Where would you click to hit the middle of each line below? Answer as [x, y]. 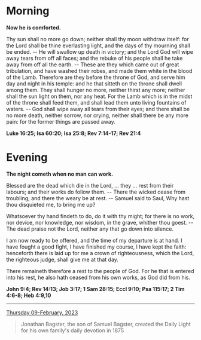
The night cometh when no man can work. [60, 174]
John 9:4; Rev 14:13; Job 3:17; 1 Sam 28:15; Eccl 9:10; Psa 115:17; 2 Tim [95, 289]
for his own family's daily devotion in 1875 [72, 330]
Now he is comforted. [33, 27]
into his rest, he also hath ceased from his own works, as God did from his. [98, 277]
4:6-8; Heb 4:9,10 [29, 295]
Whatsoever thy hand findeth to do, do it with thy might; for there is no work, [100, 216]
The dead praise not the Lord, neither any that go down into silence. [90, 229]
